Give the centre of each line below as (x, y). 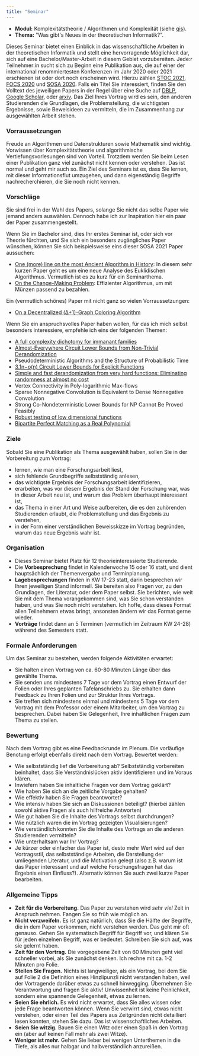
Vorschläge (23, 197)
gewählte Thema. (36, 676)
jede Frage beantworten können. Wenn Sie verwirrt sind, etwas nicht (98, 1009)
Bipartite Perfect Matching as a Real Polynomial (73, 424)
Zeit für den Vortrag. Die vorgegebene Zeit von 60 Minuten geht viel (99, 952)
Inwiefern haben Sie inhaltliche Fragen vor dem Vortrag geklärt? (93, 785)
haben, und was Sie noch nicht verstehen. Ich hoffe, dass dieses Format (103, 604)
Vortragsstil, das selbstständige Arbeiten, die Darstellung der (89, 855)
